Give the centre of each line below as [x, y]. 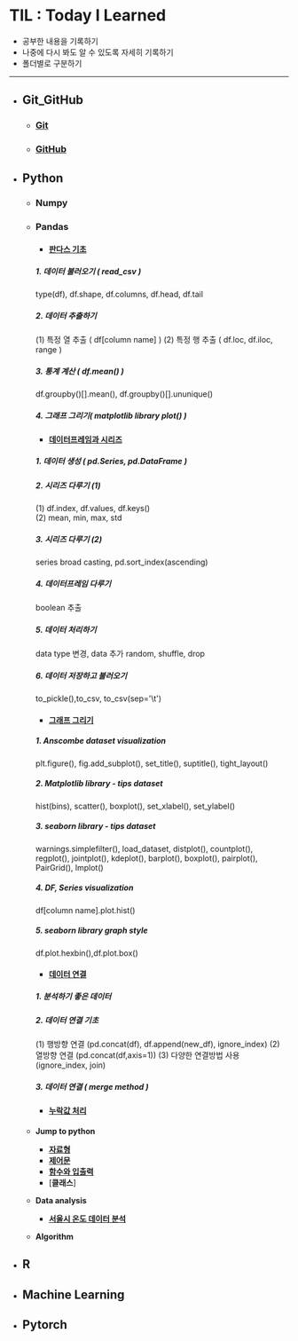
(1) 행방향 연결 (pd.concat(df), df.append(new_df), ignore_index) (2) [158, 1045]
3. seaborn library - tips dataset [95, 826]
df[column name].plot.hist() [85, 910]
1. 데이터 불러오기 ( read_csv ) [88, 271]
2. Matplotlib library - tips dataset [99, 784]
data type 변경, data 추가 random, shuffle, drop [120, 654]
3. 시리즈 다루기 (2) [69, 539]
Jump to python [65, 1132]
